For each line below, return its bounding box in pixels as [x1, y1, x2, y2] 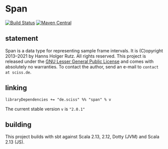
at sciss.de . [5, 69, 32, 75]
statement [5, 34, 39, 43]
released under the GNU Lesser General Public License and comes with [5, 58, 154, 64]
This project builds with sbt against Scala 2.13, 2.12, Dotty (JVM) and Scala [5, 134, 159, 140]
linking [5, 84, 27, 92]
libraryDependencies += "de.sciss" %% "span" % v [5, 97, 112, 102]
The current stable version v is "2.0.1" [5, 106, 86, 112]
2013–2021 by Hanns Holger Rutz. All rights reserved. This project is [5, 53, 146, 59]
